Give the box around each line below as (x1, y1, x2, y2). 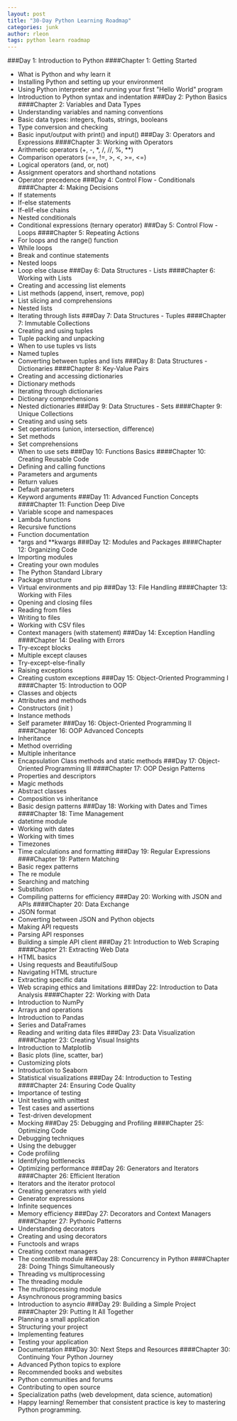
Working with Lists (17, 274, 72, 283)
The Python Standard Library (17, 568, 103, 577)
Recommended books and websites (17, 1368, 123, 1376)
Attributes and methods (17, 697, 87, 705)
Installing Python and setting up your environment (17, 77, 164, 86)
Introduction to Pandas (17, 1013, 84, 1022)
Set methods (17, 432, 55, 441)
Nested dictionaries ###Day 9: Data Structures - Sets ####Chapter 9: (17, 402, 222, 410)
